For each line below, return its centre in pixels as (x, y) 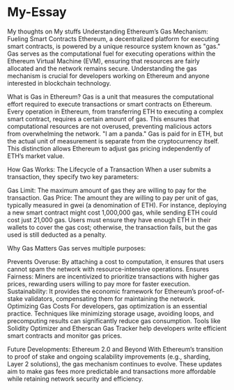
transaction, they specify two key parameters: (73, 177)
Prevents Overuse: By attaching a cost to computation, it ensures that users (116, 261)
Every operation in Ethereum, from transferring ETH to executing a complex (116, 111)
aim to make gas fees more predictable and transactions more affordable (112, 371)
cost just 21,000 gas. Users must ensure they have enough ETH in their (109, 219)
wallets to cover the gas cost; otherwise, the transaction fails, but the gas (112, 227)
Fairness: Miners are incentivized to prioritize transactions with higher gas (113, 276)
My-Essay (37, 12)
